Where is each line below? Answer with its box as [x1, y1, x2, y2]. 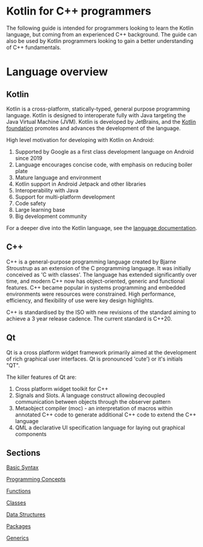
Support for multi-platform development [15, 193, 115, 200]
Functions [6, 488, 32, 495]
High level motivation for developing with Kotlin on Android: [6, 136, 155, 143]
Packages [6, 523, 32, 530]
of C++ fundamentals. [6, 44, 62, 51]
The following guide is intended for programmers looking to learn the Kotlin [6, 24, 194, 32]
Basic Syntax [6, 464, 39, 471]
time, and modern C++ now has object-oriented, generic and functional [6, 277, 185, 285]
